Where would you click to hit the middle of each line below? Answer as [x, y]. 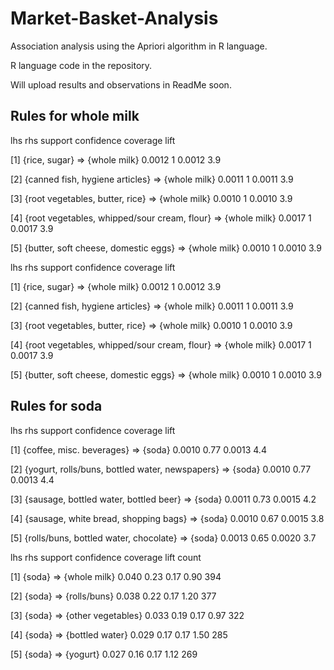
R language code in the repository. [81, 65]
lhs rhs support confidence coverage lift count [106, 557]
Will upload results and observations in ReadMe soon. [121, 84]
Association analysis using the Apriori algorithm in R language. [139, 46]
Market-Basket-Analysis [114, 18]
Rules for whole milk [75, 116]
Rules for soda [56, 406]
